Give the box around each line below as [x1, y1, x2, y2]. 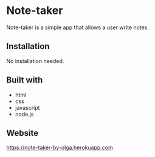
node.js [15, 110, 35, 118]
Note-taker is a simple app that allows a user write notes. [6, 24, 149, 31]
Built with [6, 75, 43, 85]
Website [6, 128, 38, 138]
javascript [15, 104, 40, 111]
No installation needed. [6, 57, 64, 64]
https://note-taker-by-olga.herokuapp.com [6, 144, 114, 152]
